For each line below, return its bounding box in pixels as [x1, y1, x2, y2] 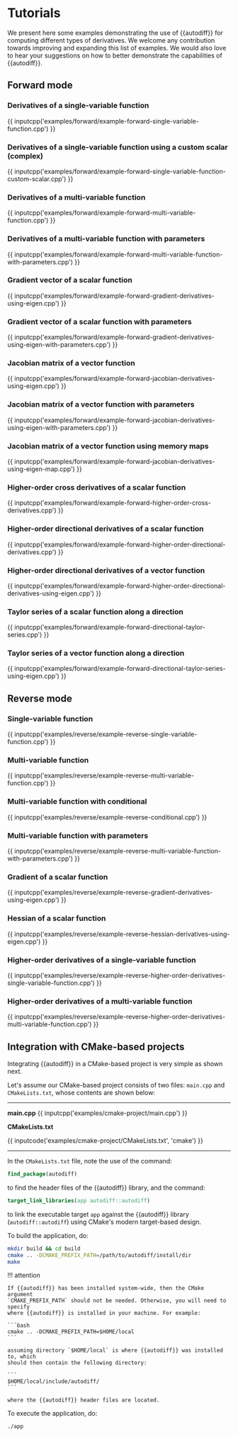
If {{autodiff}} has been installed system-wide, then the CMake [7, 1285, 204, 1292]
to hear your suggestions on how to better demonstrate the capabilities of [7, 51, 223, 60]
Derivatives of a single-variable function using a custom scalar [7, 142, 228, 152]
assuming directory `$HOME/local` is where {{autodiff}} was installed [7, 1347, 223, 1355]
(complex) [7, 151, 44, 161]
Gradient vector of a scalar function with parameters [7, 316, 193, 326]
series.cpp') [7, 630, 42, 639]
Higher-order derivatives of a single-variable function [7, 954, 196, 964]
